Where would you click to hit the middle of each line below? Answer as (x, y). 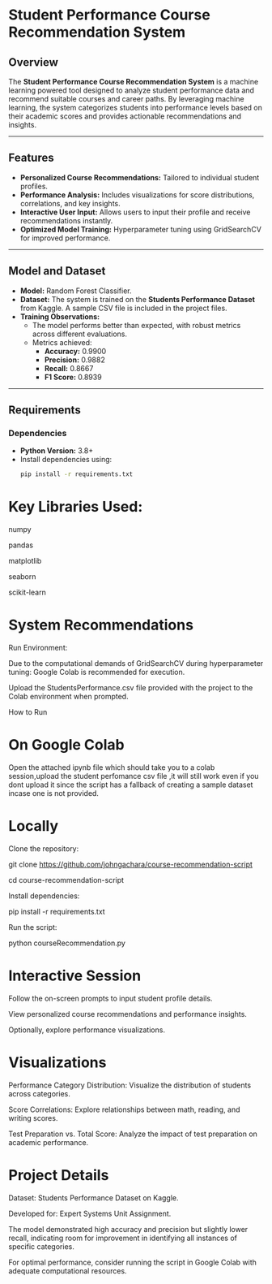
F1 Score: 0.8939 (73, 377)
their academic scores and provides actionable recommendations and (125, 116)
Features (31, 158)
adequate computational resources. (68, 1271)
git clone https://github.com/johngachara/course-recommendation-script (131, 864)
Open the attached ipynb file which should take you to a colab (112, 767)
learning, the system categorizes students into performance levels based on (136, 108)
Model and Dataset (57, 271)
